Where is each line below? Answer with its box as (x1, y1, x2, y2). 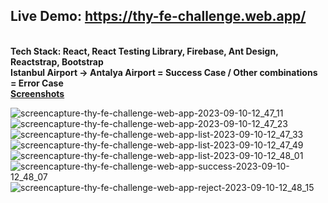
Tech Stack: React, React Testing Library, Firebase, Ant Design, (10, 45, 279, 57)
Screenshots (10, 87, 65, 99)
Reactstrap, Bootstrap (10, 55, 104, 68)
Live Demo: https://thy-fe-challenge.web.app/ (10, 8, 307, 25)
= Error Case (10, 77, 64, 89)
